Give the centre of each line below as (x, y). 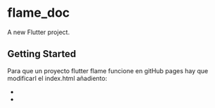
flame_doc (39, 13)
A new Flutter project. (39, 32)
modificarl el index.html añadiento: (57, 78)
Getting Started (42, 54)
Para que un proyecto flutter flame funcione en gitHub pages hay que (108, 70)
